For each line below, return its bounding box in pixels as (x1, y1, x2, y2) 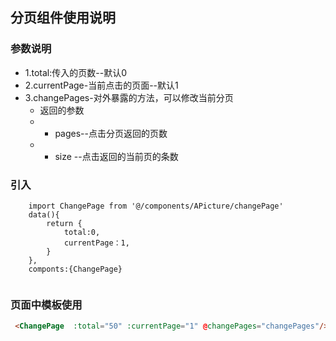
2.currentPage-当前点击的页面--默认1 (24, 79, 179, 91)
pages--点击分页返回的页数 (54, 127, 168, 139)
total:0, (63, 227, 101, 237)
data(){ (28, 209, 60, 220)
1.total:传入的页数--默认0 (24, 66, 128, 78)
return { (46, 218, 83, 228)
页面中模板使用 (10, 298, 83, 312)
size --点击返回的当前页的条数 (54, 150, 179, 162)
